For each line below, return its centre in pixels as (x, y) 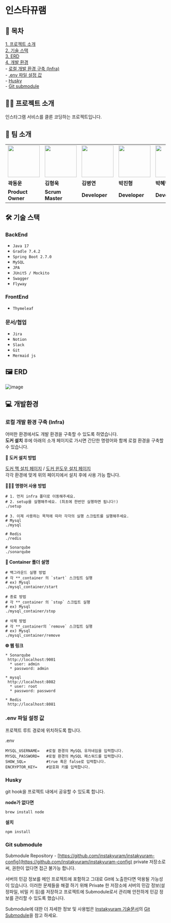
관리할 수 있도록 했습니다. (40, 898)
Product (18, 192)
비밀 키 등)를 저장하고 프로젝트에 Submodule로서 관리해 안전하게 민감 (89, 892)
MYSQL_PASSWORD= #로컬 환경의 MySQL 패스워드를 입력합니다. (64, 756)
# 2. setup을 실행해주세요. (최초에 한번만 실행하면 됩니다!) (62, 502)
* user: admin (25, 664)
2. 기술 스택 (17, 51)
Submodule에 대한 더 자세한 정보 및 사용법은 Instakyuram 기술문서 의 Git (78, 909)
